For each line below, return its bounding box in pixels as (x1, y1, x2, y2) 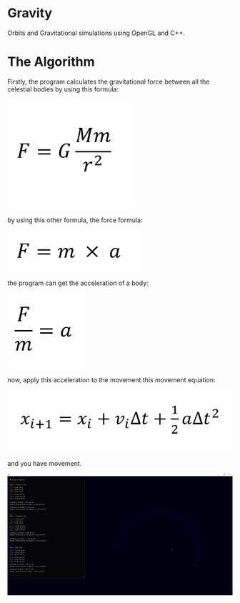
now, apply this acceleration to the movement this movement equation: (7, 375, 216, 384)
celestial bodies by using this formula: (7, 84, 119, 94)
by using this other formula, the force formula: (7, 216, 143, 224)
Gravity (7, 5, 52, 21)
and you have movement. (7, 459, 82, 468)
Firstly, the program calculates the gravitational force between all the (7, 77, 210, 86)
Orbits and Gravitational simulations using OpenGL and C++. (7, 29, 186, 37)
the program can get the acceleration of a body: (7, 279, 149, 287)
